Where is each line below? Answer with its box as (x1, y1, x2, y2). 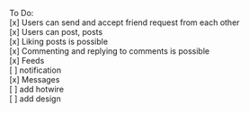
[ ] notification (9, 65, 61, 75)
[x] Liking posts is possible (9, 36, 109, 47)
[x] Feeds (9, 56, 45, 65)
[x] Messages (9, 74, 60, 84)
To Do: (9, 8, 34, 18)
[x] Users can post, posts (9, 27, 103, 37)
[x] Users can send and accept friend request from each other (9, 17, 240, 28)
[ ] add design (9, 93, 61, 104)
